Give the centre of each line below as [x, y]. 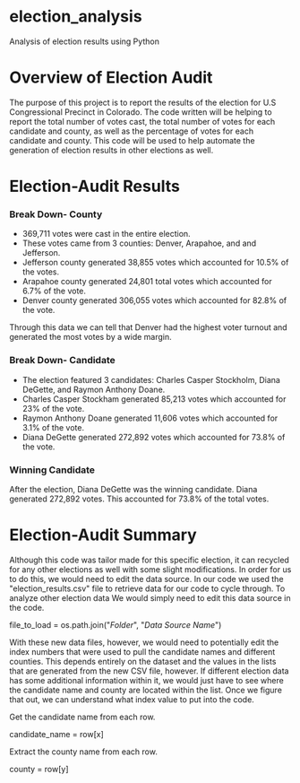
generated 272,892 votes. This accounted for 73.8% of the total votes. [139, 499]
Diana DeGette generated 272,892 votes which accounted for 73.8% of [154, 437]
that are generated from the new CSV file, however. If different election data [149, 671]
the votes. [41, 272]
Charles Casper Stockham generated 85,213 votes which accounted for [154, 399]
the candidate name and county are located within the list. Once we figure [146, 690]
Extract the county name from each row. [84, 752]
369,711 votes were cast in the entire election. [106, 234]
